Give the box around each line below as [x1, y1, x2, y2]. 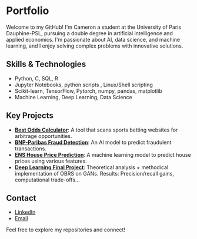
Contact [6, 193, 36, 203]
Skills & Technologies [6, 59, 86, 69]
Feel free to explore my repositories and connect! [6, 226, 125, 233]
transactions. [14, 145, 47, 152]
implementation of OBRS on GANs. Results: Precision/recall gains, [14, 170, 175, 177]
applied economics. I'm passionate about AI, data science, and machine [6, 36, 181, 43]
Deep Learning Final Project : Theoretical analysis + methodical [14, 163, 169, 171]
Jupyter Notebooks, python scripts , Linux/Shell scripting [14, 81, 153, 88]
